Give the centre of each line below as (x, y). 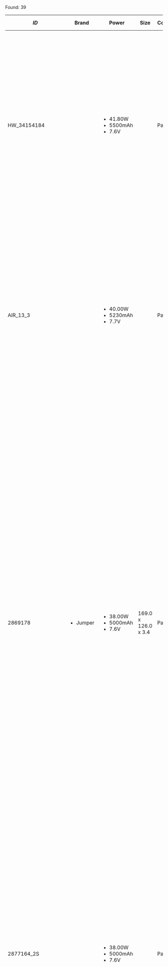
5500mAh (121, 125)
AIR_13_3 (19, 315)
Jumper (85, 623)
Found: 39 (16, 7)
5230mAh (121, 315)
